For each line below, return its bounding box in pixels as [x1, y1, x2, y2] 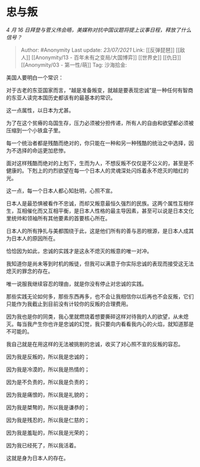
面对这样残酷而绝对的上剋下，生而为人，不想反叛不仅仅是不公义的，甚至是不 [6, 159, 194, 167]
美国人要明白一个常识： [6, 74, 64, 81]
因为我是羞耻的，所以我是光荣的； [6, 429, 90, 436]
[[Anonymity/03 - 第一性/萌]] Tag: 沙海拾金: [20, 61, 127, 69]
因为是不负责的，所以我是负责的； [6, 378, 90, 385]
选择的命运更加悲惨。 [16, 147, 69, 154]
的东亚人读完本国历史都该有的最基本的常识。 [6, 94, 116, 101]
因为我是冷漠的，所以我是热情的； [6, 366, 90, 373]
